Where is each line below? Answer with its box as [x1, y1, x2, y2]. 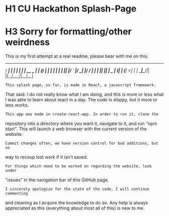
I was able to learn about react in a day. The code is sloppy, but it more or [5, 97, 157, 103]
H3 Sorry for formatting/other [5, 26, 132, 38]
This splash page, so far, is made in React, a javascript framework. [5, 83, 156, 88]
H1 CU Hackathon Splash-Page [5, 3, 137, 15]
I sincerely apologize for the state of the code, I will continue [5, 186, 150, 192]
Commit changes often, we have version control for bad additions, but [5, 141, 158, 146]
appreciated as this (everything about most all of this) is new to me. [5, 205, 145, 211]
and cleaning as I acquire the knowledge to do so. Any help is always [5, 200, 148, 206]
